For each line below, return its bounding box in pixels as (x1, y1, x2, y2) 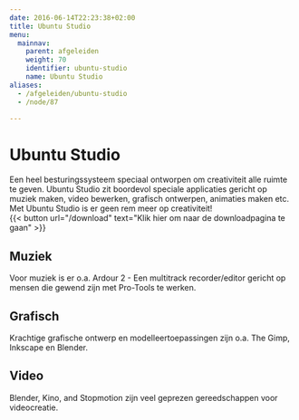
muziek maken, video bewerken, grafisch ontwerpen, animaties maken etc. (9, 194, 290, 205)
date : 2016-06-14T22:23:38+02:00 (9, 13, 136, 23)
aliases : (9, 81, 43, 90)
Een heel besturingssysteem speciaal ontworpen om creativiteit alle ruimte (9, 174, 288, 186)
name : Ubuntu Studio (25, 72, 103, 81)
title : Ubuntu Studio (9, 22, 92, 31)
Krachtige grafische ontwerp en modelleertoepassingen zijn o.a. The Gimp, (9, 332, 290, 343)
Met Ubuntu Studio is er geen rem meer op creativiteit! (9, 203, 213, 214)
